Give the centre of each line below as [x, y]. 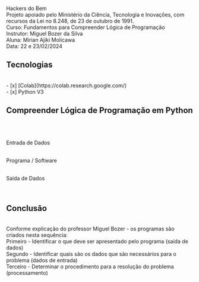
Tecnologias [29, 65]
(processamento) [27, 273]
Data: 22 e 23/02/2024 [34, 46]
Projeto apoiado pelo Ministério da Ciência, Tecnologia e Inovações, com [95, 15]
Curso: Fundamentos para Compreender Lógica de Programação [86, 27]
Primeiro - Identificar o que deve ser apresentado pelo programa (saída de [97, 242]
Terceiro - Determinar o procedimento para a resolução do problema [90, 267]
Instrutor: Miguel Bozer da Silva [45, 34]
